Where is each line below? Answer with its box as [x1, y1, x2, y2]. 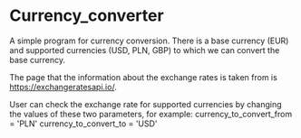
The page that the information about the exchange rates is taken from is [9, 71, 278, 82]
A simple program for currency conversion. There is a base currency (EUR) [9, 35, 289, 46]
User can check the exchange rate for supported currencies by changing [9, 98, 282, 109]
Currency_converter [9, 5, 165, 26]
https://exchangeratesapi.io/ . [9, 81, 118, 92]
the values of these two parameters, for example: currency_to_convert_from [9, 108, 293, 119]
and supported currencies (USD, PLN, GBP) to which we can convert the [9, 44, 280, 55]
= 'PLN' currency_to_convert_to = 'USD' [9, 118, 158, 129]
